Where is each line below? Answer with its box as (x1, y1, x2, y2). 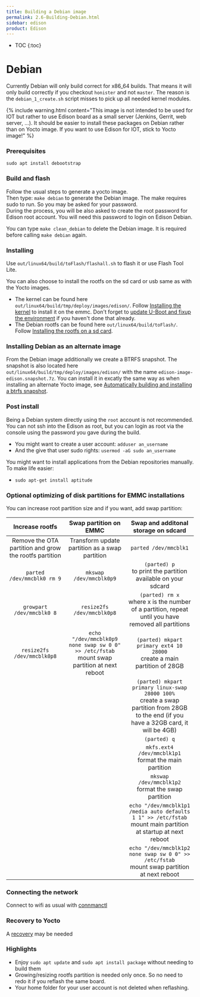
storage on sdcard (133, 526, 186, 535)
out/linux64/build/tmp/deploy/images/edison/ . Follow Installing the (14, 302, 182, 309)
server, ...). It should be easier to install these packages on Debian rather (6, 119, 185, 127)
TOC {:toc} (14, 42, 42, 49)
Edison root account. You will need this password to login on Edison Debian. (6, 213, 192, 220)
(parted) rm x (139, 591, 180, 598)
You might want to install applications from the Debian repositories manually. (6, 458, 194, 465)
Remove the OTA (11, 536, 59, 544)
